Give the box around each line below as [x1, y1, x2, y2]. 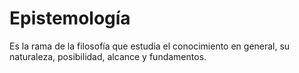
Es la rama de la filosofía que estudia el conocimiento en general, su [9, 40, 291, 52]
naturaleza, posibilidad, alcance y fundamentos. [9, 50, 207, 62]
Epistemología [9, 7, 131, 30]
